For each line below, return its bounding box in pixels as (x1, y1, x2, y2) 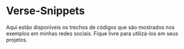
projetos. (6, 36, 28, 43)
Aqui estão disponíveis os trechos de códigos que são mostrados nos (6, 24, 175, 31)
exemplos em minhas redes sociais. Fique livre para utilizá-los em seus (6, 30, 178, 37)
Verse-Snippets (6, 4, 85, 18)
